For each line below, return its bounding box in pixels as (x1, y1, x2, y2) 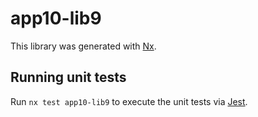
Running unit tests (10, 69, 127, 86)
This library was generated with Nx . (10, 40, 157, 52)
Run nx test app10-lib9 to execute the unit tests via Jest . (10, 95, 248, 107)
